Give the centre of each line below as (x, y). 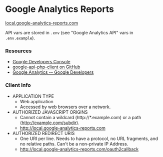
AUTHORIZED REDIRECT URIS (43, 133)
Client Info (18, 85)
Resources (18, 51)
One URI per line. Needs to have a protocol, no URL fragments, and (89, 139)
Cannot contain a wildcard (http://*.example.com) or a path (80, 117)
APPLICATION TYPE (33, 96)
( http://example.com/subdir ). (49, 123)
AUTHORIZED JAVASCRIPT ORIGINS (50, 112)
